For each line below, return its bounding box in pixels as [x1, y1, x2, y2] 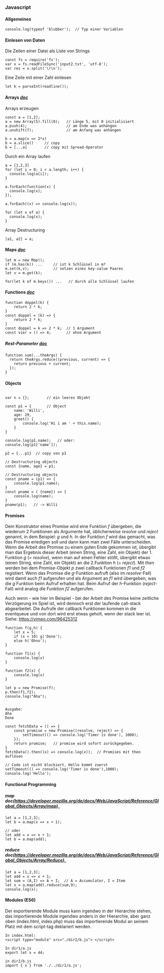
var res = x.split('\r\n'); [5, 66, 62, 71]
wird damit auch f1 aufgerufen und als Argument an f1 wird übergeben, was [5, 575, 156, 581]
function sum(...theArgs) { [5, 353, 62, 358]
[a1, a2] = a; [5, 236, 34, 241]
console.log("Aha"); [5, 694, 47, 699]
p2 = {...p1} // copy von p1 [5, 451, 67, 456]
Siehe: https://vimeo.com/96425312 [5, 616, 78, 622]
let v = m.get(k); [5, 271, 42, 275]
